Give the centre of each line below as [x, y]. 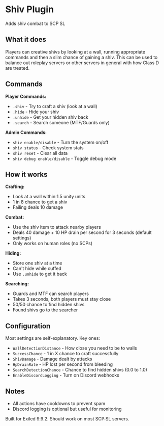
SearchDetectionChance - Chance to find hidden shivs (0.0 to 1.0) [80, 370]
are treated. [17, 68]
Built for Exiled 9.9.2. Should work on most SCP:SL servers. [67, 419]
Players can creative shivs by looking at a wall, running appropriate [75, 51]
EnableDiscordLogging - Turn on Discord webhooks [66, 375]
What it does [26, 39]
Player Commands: [26, 96]
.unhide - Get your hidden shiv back [51, 117]
